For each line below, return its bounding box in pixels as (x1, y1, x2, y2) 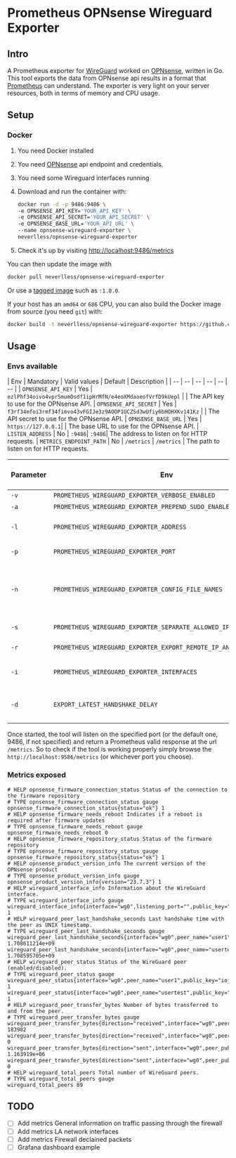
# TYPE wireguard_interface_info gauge (7, 896, 124, 904)
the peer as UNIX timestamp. (7, 921, 93, 929)
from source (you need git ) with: (7, 307, 103, 316)
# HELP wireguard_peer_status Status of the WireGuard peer (7, 958, 188, 965)
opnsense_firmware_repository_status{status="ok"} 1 (7, 854, 165, 861)
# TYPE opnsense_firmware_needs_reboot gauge (7, 823, 143, 830)
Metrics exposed (7, 770, 67, 780)
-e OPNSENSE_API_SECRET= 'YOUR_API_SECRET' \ (17, 214, 150, 221)
